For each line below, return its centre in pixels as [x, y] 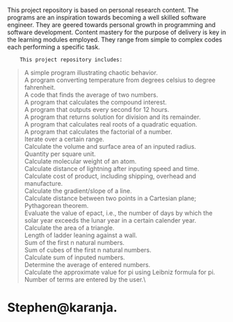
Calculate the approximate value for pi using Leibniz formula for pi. [120, 272]
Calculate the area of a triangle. [69, 228]
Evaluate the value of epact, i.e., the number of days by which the [118, 213]
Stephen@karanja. [63, 308]
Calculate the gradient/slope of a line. [78, 191]
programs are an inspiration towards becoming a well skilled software [107, 17]
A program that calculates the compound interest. [95, 102]
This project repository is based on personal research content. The [103, 10]
